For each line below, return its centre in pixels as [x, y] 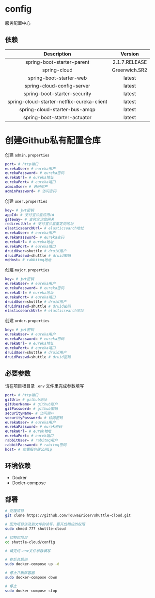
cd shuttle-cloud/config [30, 542]
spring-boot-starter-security [57, 93]
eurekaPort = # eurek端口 [29, 436]
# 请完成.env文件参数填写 [28, 551]
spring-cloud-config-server [57, 86]
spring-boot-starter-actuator [58, 117]
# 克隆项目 [15, 511]
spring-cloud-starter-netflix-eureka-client [57, 102]
